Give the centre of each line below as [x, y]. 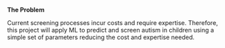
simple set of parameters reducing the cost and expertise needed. [101, 37]
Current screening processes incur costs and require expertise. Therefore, [112, 23]
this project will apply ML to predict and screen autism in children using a [111, 30]
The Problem [26, 10]
